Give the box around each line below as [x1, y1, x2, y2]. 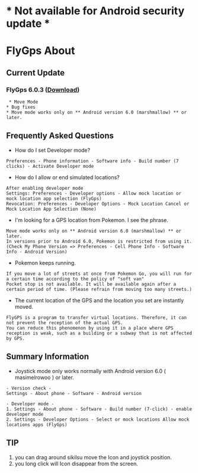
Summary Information [6, 352, 89, 362]
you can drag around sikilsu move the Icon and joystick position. [14, 453, 172, 461]
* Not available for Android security [6, 4, 185, 18]
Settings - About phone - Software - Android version [6, 390, 142, 396]
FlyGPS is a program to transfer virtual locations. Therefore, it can [6, 314, 187, 321]
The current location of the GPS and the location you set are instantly [14, 296, 184, 304]
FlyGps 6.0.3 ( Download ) [6, 85, 80, 93]
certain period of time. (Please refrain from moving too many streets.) [6, 286, 193, 292]
